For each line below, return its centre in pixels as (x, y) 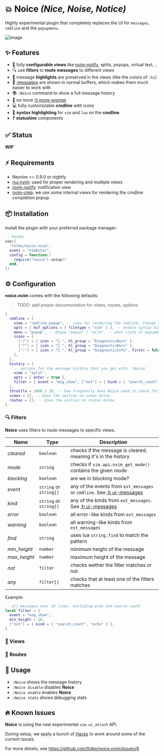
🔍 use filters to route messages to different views (63, 70)
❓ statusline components (38, 118)
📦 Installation (27, 214)
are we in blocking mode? (100, 478)
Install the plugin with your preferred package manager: (61, 228)
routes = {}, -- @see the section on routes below (62, 400)
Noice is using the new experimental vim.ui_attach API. (61, 725)
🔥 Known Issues (30, 713)
